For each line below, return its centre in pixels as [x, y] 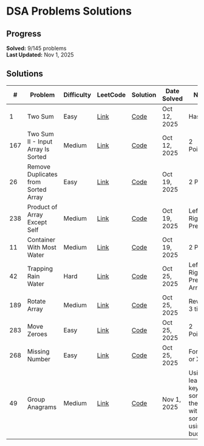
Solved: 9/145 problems [36, 48]
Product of [42, 207]
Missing [38, 351]
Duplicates [42, 174]
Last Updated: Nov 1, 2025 [40, 55]
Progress [24, 34]
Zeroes [37, 334]
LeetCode [111, 94]
